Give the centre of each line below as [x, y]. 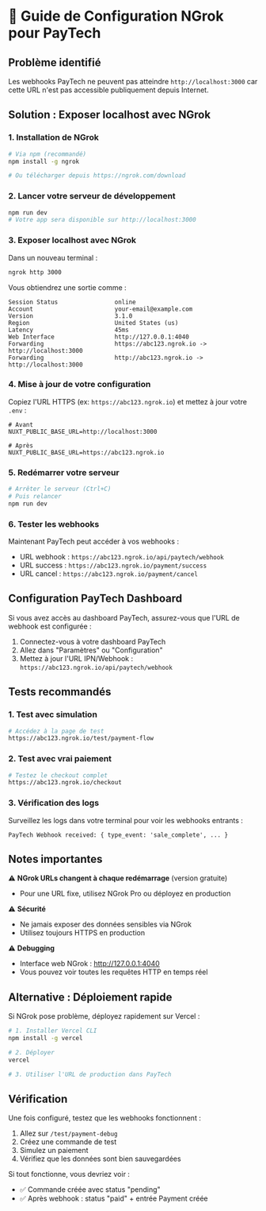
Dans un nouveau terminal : [53, 257]
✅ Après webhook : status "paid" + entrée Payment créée [114, 1198]
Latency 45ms [68, 330]
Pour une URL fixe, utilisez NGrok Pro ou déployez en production [125, 894]
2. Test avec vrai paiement [60, 759]
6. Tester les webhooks [54, 524]
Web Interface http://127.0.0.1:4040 [99, 337]
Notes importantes [55, 859]
